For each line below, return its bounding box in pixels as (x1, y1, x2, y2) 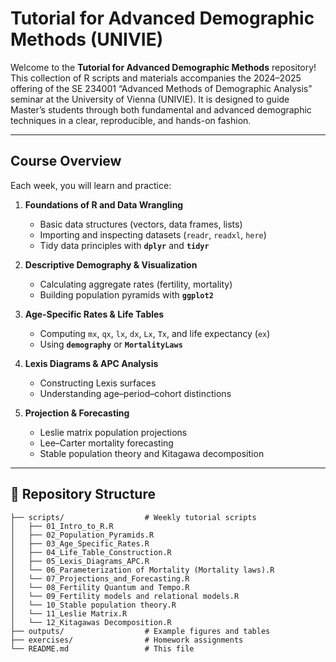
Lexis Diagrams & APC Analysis (24, 357, 159, 369)
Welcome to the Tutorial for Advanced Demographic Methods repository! (10, 61, 317, 73)
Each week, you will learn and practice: (10, 179, 172, 191)
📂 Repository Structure (10, 486, 156, 503)
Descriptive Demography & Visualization (24, 258, 198, 271)
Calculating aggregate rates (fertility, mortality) (39, 278, 233, 290)
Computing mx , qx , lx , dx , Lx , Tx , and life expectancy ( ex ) (39, 327, 271, 339)
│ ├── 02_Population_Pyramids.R (10, 530, 155, 540)
